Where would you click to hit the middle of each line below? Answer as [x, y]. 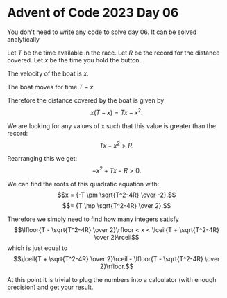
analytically [24, 39]
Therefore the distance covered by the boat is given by [86, 100]
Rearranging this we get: [42, 159]
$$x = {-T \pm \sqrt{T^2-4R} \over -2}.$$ [117, 195]
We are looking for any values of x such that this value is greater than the [112, 125]
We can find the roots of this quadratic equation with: [83, 184]
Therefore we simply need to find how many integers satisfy [93, 219]
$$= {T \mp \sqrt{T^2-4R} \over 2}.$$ [117, 205]
